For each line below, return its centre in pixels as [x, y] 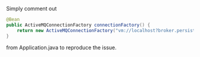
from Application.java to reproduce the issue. [62, 47]
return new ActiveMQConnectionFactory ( [66, 30]
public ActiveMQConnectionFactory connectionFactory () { [78, 25]
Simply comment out [32, 9]
